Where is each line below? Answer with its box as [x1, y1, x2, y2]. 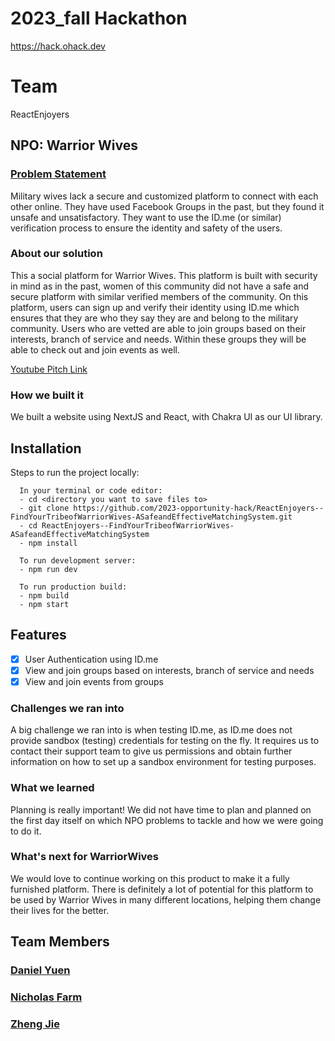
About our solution [10, 247, 103, 261]
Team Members [10, 933, 110, 951]
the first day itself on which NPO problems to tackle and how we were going [10, 814, 324, 826]
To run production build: [19, 582, 128, 592]
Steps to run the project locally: [10, 466, 140, 478]
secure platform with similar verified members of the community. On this [10, 290, 309, 302]
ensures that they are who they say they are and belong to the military [10, 312, 299, 324]
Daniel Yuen [10, 963, 71, 977]
